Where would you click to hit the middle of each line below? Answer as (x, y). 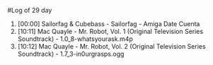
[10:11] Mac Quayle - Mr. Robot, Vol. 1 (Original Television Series (110, 31)
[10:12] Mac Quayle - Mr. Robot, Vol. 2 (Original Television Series (112, 46)
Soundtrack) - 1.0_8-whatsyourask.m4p (75, 39)
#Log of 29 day (30, 10)
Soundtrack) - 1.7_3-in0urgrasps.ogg (71, 54)
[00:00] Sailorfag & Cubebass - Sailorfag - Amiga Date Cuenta (109, 24)
